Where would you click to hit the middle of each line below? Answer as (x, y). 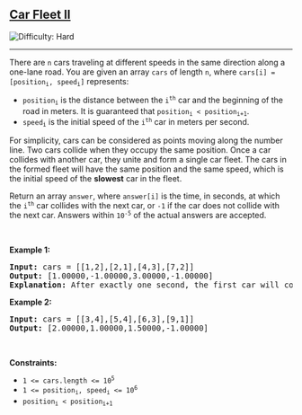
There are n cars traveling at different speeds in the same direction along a (147, 62)
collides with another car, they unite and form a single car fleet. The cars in (148, 160)
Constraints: (33, 363)
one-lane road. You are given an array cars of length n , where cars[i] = (142, 72)
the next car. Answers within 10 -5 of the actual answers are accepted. (138, 216)
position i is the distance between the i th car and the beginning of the (152, 101)
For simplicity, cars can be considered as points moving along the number (146, 141)
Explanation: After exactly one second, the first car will (145, 285)
